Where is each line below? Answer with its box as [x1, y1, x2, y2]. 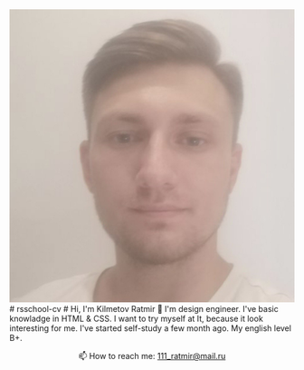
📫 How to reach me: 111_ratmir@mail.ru [78, 351, 226, 362]
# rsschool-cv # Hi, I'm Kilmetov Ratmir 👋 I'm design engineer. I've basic [9, 304, 279, 315]
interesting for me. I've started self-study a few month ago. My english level [9, 323, 292, 334]
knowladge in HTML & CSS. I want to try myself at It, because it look [9, 313, 264, 325]
